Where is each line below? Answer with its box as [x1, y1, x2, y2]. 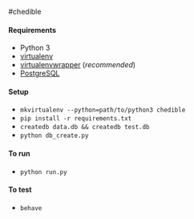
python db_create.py [19, 132, 89, 140]
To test [8, 185, 32, 195]
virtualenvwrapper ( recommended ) [19, 60, 136, 70]
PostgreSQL [19, 68, 60, 79]
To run [8, 148, 30, 158]
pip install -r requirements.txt [19, 115, 132, 123]
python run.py [19, 168, 67, 176]
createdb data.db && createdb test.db [19, 124, 150, 132]
